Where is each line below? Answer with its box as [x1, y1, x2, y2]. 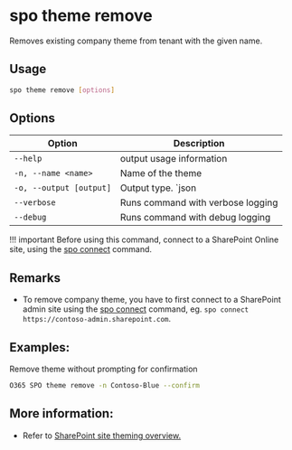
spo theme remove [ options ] [9, 85, 116, 95]
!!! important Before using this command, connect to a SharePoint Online [9, 234, 279, 245]
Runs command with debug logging [119, 211, 271, 224]
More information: [9, 406, 114, 421]
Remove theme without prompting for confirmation [9, 363, 198, 375]
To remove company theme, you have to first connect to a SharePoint [22, 295, 282, 305]
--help [14, 154, 42, 164]
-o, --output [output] [14, 183, 111, 193]
